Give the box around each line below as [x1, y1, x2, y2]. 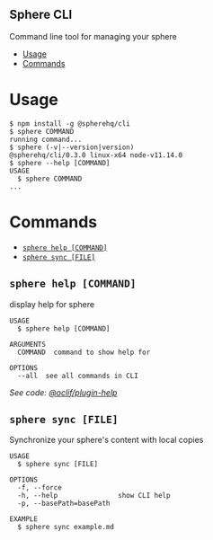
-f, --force [17, 483, 63, 492]
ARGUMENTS [9, 340, 47, 349]
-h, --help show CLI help [17, 491, 171, 500]
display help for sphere [9, 298, 95, 309]
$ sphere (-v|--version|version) [9, 143, 135, 152]
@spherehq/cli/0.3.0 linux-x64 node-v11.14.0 [9, 150, 182, 160]
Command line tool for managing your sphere [9, 31, 177, 41]
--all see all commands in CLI [17, 371, 139, 380]
